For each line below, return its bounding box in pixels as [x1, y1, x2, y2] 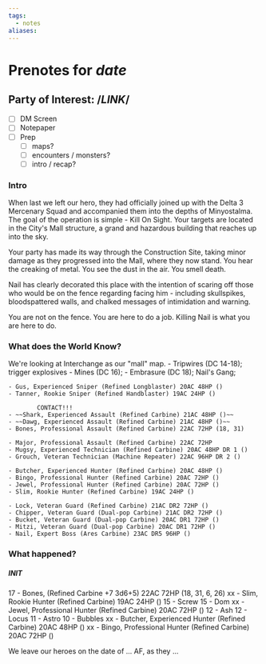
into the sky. [8, 232, 49, 242]
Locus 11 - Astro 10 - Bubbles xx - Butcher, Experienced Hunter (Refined [8, 614, 246, 624]
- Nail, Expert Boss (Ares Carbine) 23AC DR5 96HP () [8, 530, 192, 538]
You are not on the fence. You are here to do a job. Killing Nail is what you [8, 313, 250, 322]
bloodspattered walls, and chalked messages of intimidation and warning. [8, 297, 251, 306]
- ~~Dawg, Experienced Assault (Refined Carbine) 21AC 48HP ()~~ [8, 418, 230, 426]
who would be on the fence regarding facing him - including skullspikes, [8, 289, 246, 298]
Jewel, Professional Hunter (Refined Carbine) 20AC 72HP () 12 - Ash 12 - [8, 606, 248, 615]
